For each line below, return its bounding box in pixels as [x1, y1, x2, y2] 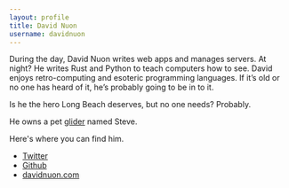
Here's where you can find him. [9, 134, 124, 145]
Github [21, 161, 47, 171]
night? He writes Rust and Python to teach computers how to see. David [9, 63, 273, 74]
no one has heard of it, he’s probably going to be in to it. [9, 82, 214, 93]
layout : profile [9, 12, 69, 22]
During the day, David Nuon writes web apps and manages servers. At [9, 54, 267, 65]
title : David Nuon [9, 21, 77, 30]
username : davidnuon [9, 29, 86, 38]
